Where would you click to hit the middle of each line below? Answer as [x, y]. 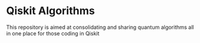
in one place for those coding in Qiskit [53, 33]
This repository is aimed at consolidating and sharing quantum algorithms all [100, 27]
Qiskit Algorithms [51, 11]
